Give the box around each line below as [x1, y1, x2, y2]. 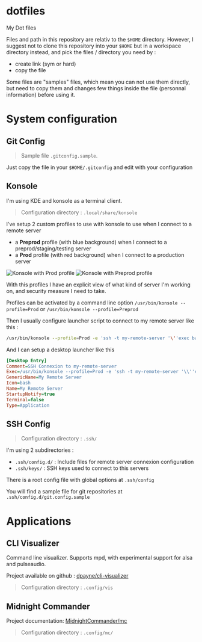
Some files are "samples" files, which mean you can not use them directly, [6, 78, 191, 85]
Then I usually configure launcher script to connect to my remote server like [6, 317, 194, 324]
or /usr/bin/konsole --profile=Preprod [40, 305, 138, 312]
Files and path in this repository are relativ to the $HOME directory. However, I [6, 35, 194, 43]
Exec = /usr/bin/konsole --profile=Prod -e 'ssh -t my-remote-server [6, 369, 179, 375]
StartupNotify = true [6, 391, 55, 397]
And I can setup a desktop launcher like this [6, 346, 115, 353]
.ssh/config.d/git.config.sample [6, 495, 90, 501]
